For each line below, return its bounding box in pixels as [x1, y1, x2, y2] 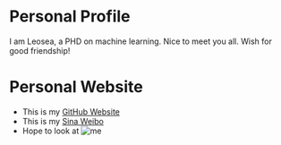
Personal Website [9, 77, 143, 98]
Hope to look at [21, 125, 80, 136]
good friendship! [9, 45, 71, 55]
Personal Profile [9, 6, 132, 27]
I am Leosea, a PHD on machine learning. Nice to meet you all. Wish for [9, 36, 273, 47]
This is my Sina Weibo [21, 115, 105, 126]
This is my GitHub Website [21, 106, 121, 117]
